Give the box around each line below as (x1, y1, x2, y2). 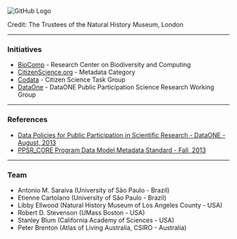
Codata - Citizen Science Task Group (17, 75, 126, 84)
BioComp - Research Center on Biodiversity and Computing (17, 61, 191, 69)
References (7, 115, 48, 125)
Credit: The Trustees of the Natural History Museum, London (7, 20, 183, 28)
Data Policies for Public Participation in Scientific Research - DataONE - (17, 130, 226, 139)
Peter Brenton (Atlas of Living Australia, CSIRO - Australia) (17, 223, 187, 232)
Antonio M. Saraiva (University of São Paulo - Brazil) (17, 185, 170, 194)
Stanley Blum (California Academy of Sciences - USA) (17, 216, 175, 224)
